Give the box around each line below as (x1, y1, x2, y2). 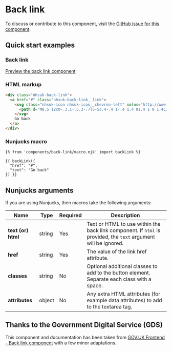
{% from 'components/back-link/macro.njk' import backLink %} (5, 150, 141, 155)
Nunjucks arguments (5, 186, 74, 194)
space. (87, 282, 103, 289)
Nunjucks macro (5, 138, 47, 145)
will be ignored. (87, 240, 124, 247)
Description (111, 212, 140, 219)
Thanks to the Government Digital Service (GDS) (5, 321, 163, 329)
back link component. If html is (87, 227, 161, 234)
